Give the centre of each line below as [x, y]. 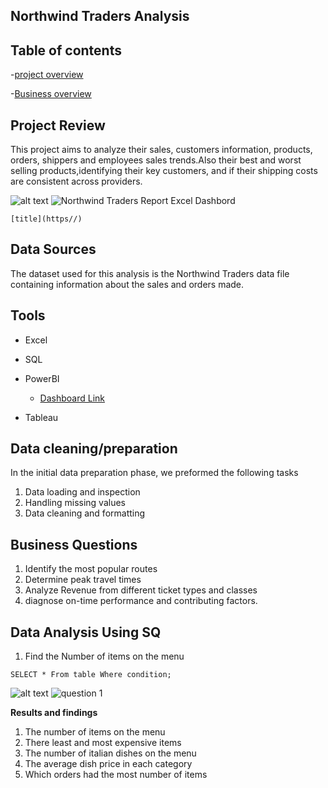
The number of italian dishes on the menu [110, 753]
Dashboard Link [72, 398]
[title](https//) [46, 219]
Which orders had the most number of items [116, 775]
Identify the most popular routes [91, 569]
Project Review [58, 125]
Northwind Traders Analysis [100, 16]
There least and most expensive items [103, 743]
